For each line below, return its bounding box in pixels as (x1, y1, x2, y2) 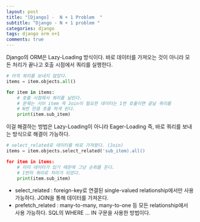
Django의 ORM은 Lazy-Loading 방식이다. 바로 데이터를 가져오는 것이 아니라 (6, 54, 184, 60)
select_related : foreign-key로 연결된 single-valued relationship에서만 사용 (14, 187, 194, 194)
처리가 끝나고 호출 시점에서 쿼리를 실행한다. (12, 61, 113, 68)
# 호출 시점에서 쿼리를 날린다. (17, 95, 82, 101)
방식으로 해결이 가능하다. (12, 131, 70, 138)
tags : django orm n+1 (6, 31, 60, 37)
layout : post (6, 8, 39, 15)
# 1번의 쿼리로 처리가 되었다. (17, 169, 81, 176)
